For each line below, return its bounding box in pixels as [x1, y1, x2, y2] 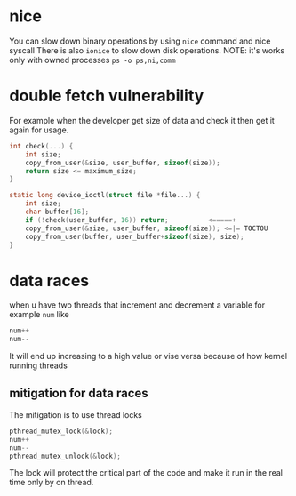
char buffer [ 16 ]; [25, 207, 90, 216]
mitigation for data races [9, 386, 148, 401]
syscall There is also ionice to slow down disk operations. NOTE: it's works [9, 44, 285, 55]
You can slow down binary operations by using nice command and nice [9, 36, 271, 46]
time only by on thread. [9, 477, 94, 488]
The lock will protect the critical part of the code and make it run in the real [9, 468, 283, 478]
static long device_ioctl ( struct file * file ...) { [9, 191, 201, 200]
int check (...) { [9, 141, 74, 150]
